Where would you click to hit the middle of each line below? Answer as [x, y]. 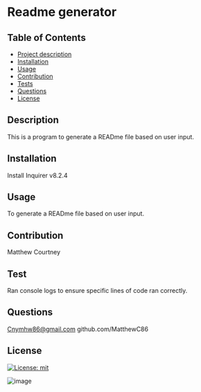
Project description [44, 54]
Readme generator [62, 12]
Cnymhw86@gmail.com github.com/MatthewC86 [78, 329]
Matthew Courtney [34, 252]
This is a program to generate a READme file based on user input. [101, 136]
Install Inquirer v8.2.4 [37, 175]
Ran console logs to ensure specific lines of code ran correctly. [97, 291]
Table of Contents [47, 38]
